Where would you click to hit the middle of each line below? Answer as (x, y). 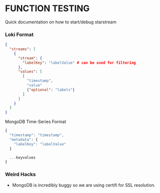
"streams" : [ (23, 49)
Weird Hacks (20, 175)
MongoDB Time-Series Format (36, 122)
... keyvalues (23, 158)
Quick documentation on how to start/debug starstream (61, 22)
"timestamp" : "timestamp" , (37, 135)
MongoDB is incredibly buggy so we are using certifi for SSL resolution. (84, 185)
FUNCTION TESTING (47, 9)
